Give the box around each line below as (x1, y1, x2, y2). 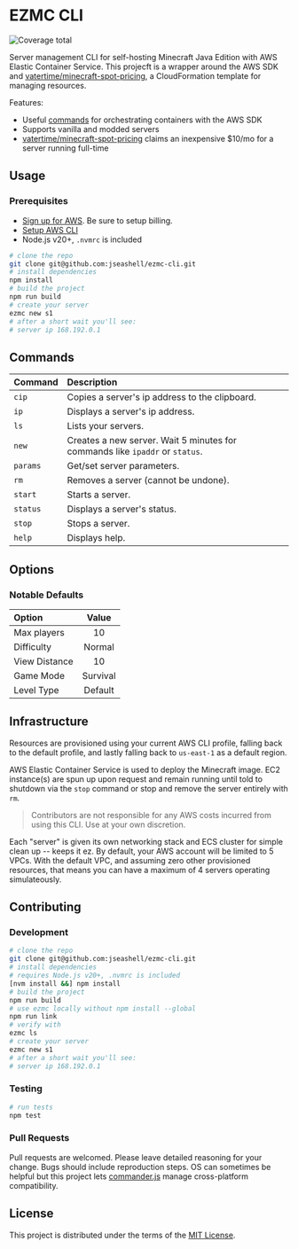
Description (67, 376, 118, 388)
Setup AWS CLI (21, 224, 78, 235)
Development (9, 926, 69, 938)
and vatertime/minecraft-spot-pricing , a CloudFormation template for (9, 70, 262, 81)
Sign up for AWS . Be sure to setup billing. (21, 215, 173, 226)
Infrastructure (9, 714, 89, 730)
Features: (9, 97, 44, 107)
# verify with (9, 1020, 62, 1029)
